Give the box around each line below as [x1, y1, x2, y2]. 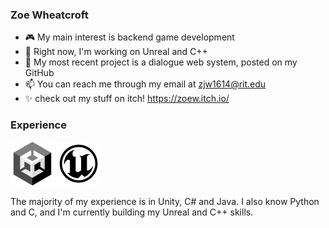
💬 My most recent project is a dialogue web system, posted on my [24, 56, 298, 68]
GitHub [24, 67, 55, 79]
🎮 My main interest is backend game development [24, 31, 235, 43]
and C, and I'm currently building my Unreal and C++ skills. [10, 206, 254, 218]
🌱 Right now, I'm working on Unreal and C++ [24, 46, 208, 58]
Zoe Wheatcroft [10, 8, 89, 22]
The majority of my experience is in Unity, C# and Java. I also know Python [10, 195, 320, 207]
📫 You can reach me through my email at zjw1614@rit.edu [24, 78, 267, 90]
